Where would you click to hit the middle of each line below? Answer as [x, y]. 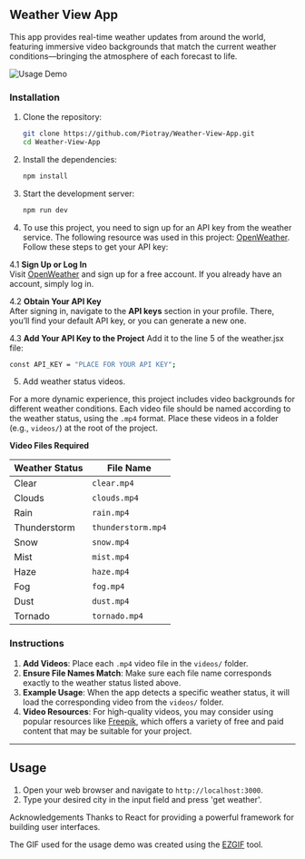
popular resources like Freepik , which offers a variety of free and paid [153, 721]
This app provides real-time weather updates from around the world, [138, 36]
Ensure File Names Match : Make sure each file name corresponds [147, 673]
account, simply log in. [52, 283]
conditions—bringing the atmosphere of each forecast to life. [123, 56]
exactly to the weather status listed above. [102, 682]
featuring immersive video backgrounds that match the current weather [143, 46]
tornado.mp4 [118, 616]
